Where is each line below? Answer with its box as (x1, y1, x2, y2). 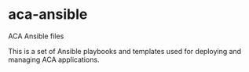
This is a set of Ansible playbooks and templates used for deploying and (8, 46, 242, 56)
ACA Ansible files (8, 31, 64, 41)
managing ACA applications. (8, 55, 100, 64)
